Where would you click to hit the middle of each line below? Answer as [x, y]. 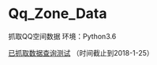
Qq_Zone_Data [58, 14]
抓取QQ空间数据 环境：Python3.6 [62, 36]
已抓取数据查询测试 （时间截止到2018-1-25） [81, 52]
